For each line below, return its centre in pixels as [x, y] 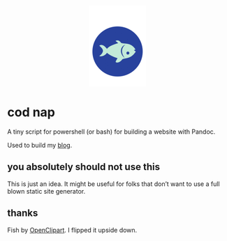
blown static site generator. [46, 191]
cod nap [31, 112]
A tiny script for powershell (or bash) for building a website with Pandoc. [111, 132]
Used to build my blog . [40, 145]
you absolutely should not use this [84, 167]
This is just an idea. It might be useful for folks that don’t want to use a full [113, 184]
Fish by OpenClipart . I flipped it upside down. [72, 230]
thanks [23, 213]
